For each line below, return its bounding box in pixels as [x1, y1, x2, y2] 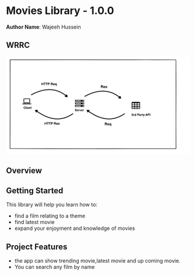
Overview [6, 166, 43, 176]
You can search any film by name [14, 263, 95, 270]
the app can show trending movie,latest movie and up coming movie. [14, 257, 181, 264]
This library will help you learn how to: [6, 201, 97, 208]
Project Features [6, 242, 68, 251]
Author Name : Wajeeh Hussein [6, 23, 81, 30]
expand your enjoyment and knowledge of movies [14, 225, 135, 232]
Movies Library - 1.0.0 [6, 4, 114, 18]
